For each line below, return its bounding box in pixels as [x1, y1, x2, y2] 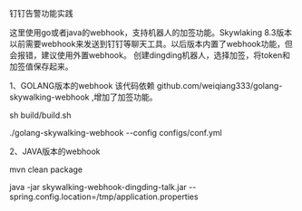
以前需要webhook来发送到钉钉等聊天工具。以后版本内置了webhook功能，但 [9, 39, 293, 49]
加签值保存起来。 [9, 62, 73, 72]
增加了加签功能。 [93, 91, 158, 102]
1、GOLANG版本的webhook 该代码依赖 [9, 81, 156, 91]
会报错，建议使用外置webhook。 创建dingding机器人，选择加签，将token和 [9, 50, 290, 61]
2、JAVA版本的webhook [9, 146, 102, 157]
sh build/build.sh [9, 110, 72, 120]
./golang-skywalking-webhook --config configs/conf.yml [9, 128, 222, 138]
